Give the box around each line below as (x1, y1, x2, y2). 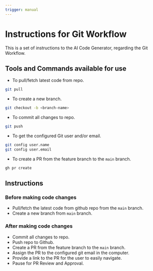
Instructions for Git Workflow (5, 28, 127, 39)
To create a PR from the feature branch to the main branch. (12, 156, 131, 162)
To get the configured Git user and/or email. (12, 133, 101, 139)
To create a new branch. (12, 96, 62, 102)
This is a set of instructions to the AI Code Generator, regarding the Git (5, 45, 148, 51)
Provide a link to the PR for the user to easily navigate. (12, 255, 122, 261)
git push (5, 124, 23, 129)
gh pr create (5, 165, 32, 170)
